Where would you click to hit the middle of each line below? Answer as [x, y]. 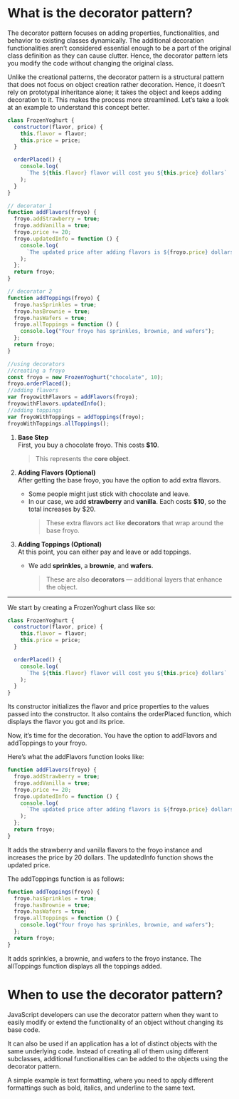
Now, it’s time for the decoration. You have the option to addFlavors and [112, 736]
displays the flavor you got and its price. [66, 722]
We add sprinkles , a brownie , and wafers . [91, 565]
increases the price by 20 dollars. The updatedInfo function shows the [110, 857]
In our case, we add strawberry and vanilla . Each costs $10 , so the [127, 501]
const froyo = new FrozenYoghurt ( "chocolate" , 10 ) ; [85, 377]
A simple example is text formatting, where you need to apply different [110, 1080]
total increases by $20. [62, 509]
